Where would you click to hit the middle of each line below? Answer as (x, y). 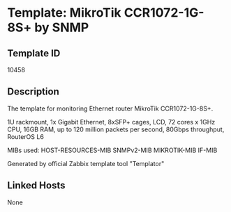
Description (33, 92)
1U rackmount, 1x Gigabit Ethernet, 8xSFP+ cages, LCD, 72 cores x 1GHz (111, 122)
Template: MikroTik (65, 13)
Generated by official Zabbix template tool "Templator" (86, 163)
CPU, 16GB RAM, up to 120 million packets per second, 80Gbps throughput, (116, 129)
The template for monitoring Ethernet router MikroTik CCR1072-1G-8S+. (110, 108)
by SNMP (62, 27)
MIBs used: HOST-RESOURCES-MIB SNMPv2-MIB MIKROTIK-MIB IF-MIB (112, 150)
